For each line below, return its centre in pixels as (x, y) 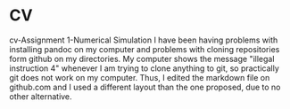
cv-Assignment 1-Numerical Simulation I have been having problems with (144, 40)
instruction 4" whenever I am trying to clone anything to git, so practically (144, 68)
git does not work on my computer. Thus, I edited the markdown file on (140, 77)
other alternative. (41, 96)
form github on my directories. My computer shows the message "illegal (142, 58)
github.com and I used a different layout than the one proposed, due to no (145, 87)
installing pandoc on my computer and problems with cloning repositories (145, 49)
